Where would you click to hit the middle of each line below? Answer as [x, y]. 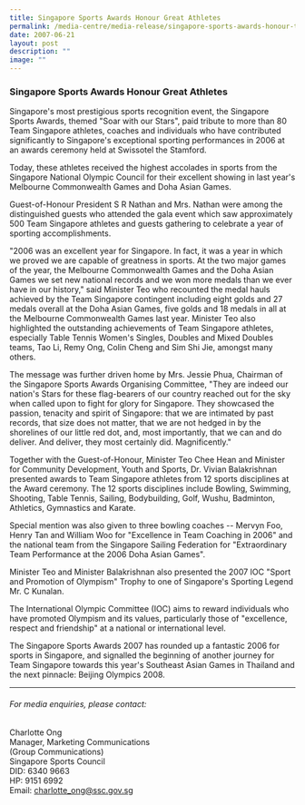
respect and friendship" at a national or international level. [118, 628]
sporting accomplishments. [60, 233]
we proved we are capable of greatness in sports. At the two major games [148, 260]
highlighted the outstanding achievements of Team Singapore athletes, [142, 329]
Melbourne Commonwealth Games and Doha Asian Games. [120, 187]
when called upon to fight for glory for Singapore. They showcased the [142, 404]
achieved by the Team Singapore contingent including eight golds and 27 [146, 299]
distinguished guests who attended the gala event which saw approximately [151, 214]
